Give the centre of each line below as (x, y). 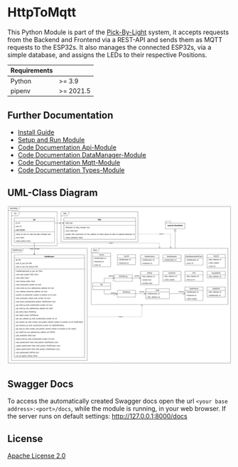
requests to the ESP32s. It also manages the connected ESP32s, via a (109, 47)
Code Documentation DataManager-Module (82, 155)
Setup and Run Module (51, 140)
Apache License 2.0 (37, 456)
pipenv (20, 90)
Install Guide (36, 132)
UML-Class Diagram (53, 193)
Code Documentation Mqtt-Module (69, 163)
